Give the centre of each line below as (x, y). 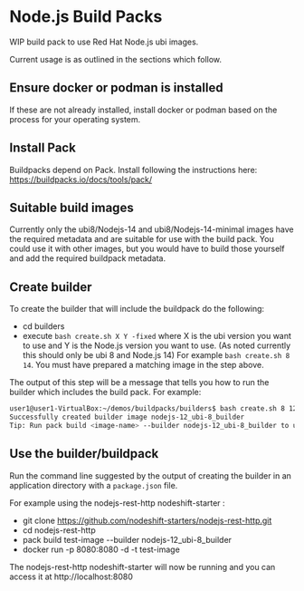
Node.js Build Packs (86, 17)
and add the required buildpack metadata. (88, 258)
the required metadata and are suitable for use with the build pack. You (142, 239)
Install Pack (43, 148)
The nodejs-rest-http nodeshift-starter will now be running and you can (142, 567)
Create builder (51, 287)
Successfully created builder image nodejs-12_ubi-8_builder (127, 417)
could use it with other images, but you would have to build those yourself (147, 249)
